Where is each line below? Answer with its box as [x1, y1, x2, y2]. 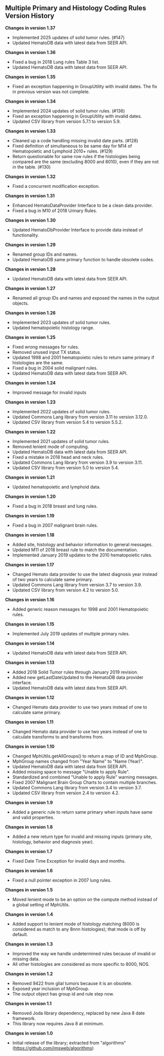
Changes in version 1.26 [5, 310, 56, 316]
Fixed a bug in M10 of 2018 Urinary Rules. [12, 208, 97, 214]
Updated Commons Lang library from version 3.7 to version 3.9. [12, 582, 142, 588]
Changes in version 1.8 [5, 824, 53, 830]
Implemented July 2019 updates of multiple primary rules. [12, 630, 130, 636]
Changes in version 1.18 [5, 532, 55, 538]
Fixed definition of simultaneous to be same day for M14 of [12, 143, 132, 149]
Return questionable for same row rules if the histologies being [12, 153, 140, 159]
